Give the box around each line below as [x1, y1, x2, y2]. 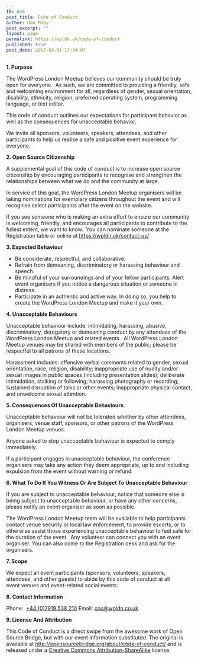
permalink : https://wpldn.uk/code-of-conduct [6, 36, 120, 42]
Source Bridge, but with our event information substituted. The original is [6, 634, 183, 641]
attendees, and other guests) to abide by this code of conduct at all [6, 575, 170, 583]
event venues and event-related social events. [6, 581, 119, 588]
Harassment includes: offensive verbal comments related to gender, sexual [6, 359, 189, 366]
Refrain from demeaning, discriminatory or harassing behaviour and [14, 261, 180, 268]
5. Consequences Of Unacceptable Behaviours [6, 401, 124, 409]
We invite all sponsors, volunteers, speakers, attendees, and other [6, 129, 167, 136]
